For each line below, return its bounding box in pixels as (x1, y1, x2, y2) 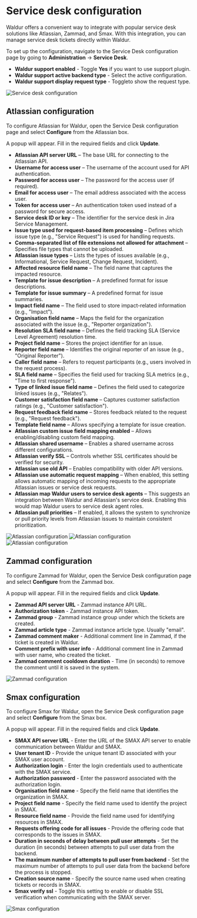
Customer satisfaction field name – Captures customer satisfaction (14, 396, 180, 403)
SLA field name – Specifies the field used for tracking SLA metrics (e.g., (14, 371, 189, 378)
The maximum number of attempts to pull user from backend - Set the (14, 856, 189, 863)
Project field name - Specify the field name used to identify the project (14, 800, 187, 807)
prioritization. (14, 521, 47, 528)
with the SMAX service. (14, 769, 72, 776)
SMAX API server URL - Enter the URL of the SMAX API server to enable (14, 737, 191, 744)
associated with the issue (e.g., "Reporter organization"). (14, 321, 153, 328)
